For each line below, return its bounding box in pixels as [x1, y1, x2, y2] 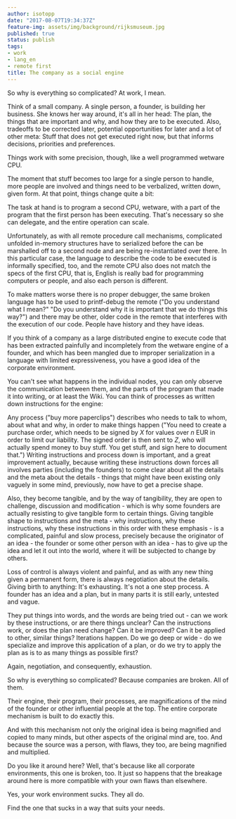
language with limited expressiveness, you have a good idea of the [7, 356, 200, 364]
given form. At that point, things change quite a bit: [7, 189, 155, 198]
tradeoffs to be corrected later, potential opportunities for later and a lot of [7, 125, 222, 133]
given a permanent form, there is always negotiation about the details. [7, 575, 210, 583]
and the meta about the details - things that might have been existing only [7, 473, 221, 481]
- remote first [7, 63, 52, 70]
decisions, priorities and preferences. [7, 139, 116, 148]
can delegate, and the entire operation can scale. [7, 217, 150, 226]
